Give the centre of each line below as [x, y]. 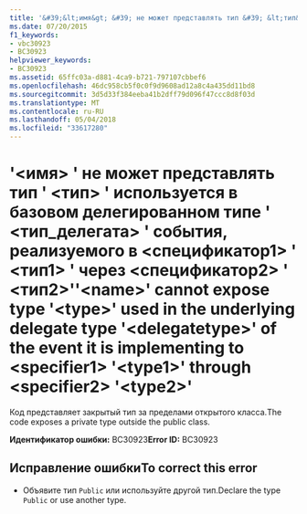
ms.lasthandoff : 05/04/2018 [63, 120]
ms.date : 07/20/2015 [49, 26]
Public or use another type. [74, 499]
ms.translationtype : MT [55, 103]
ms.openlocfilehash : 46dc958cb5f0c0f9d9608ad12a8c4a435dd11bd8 [132, 86]
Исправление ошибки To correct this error [133, 468]
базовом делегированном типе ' [140, 212]
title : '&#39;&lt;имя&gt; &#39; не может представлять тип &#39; [136, 18]
